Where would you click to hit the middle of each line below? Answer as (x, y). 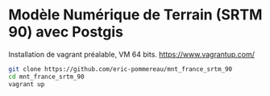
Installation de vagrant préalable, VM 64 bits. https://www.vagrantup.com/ (132, 54)
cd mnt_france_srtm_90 (46, 77)
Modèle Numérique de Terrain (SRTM (135, 15)
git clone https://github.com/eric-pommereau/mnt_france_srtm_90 (120, 69)
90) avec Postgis (66, 32)
